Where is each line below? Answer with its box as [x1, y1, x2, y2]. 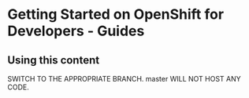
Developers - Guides [7, 22, 145, 40]
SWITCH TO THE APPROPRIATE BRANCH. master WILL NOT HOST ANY [7, 74, 241, 83]
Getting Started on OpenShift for [7, 5, 225, 24]
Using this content [7, 53, 100, 67]
